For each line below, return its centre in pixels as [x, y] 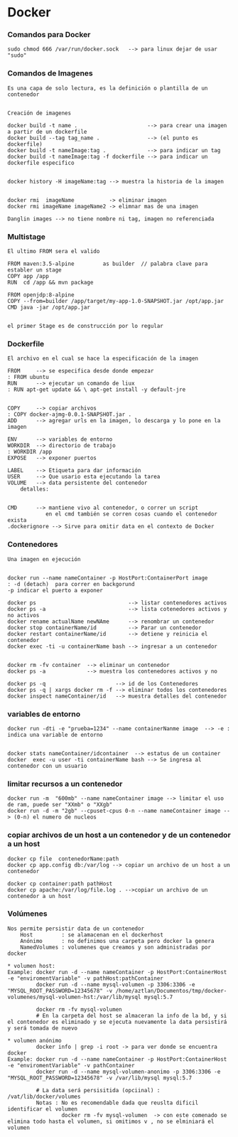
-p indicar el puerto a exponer [55, 590]
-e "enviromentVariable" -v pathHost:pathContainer [85, 978]
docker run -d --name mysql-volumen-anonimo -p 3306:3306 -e [128, 1072]
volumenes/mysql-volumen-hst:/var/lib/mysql [74, 997]
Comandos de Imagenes [50, 73]
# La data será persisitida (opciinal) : [98, 1090]
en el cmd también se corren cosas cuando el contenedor [131, 514]
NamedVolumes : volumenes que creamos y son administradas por [116, 947]
